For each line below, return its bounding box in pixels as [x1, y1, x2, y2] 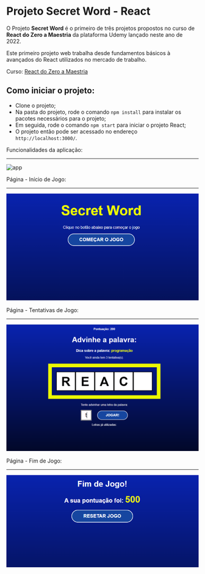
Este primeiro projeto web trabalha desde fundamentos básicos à [6, 49, 171, 56]
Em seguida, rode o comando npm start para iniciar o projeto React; [15, 121, 186, 129]
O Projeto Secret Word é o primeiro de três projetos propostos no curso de [6, 24, 195, 32]
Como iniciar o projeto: [6, 86, 95, 96]
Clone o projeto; [15, 102, 56, 109]
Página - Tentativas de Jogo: [6, 306, 79, 313]
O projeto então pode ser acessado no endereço [15, 127, 138, 135]
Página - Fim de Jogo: [6, 457, 62, 464]
